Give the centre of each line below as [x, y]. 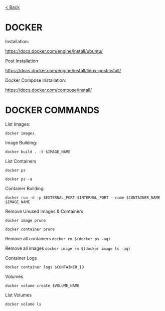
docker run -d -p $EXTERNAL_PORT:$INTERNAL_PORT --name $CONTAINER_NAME [83, 198]
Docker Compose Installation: [36, 80]
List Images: [18, 124]
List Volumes [19, 295]
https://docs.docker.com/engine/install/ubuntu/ [54, 51]
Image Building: [21, 142]
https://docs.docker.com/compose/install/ [49, 90]
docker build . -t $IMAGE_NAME [38, 152]
